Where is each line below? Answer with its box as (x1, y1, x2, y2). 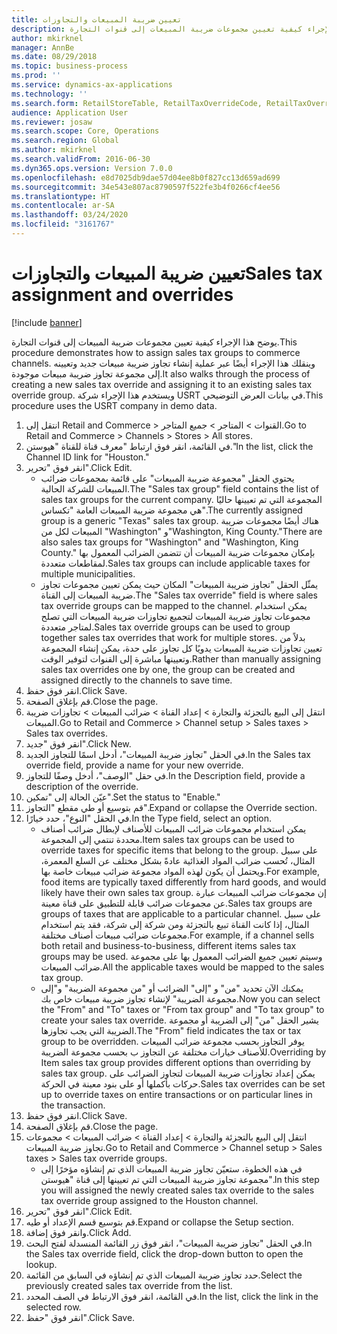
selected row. (25, 1301, 82, 1313)
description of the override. (25, 780, 139, 792)
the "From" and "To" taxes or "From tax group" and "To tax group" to (40, 1003, 325, 1015)
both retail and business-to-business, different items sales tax (40, 939, 297, 951)
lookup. (25, 1258, 58, 1270)
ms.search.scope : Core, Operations (11, 126, 160, 136)
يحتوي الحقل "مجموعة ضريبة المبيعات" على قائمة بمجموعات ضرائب (40, 472, 295, 484)
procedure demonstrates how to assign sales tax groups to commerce (11, 346, 301, 358)
